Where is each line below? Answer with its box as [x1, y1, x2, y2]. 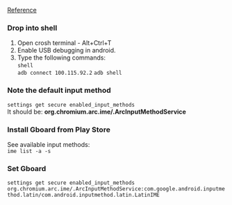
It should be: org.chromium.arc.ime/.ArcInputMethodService [7, 107, 186, 116]
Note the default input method [7, 86, 111, 96]
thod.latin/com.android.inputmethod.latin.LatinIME [7, 192, 160, 199]
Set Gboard [7, 163, 47, 173]
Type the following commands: [17, 53, 106, 62]
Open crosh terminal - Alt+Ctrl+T [17, 39, 112, 47]
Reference [7, 6, 37, 14]
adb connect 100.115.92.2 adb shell [17, 69, 122, 77]
